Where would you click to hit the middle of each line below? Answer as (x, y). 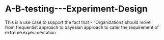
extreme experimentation (30, 32)
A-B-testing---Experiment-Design (76, 9)
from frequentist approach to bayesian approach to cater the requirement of (82, 27)
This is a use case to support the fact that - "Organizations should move (78, 22)
